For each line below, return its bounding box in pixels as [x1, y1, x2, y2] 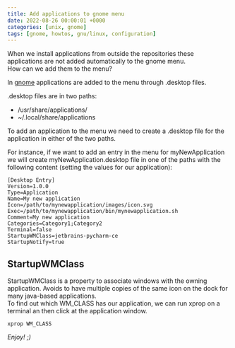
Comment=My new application [7, 214, 90, 221]
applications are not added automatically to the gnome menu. [7, 57, 186, 66]
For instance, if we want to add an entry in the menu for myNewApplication [7, 148, 225, 156]
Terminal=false [7, 226, 52, 233]
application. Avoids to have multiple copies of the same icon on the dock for [7, 284, 228, 293]
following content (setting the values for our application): [7, 163, 173, 172]
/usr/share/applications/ [17, 105, 88, 114]
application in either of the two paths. [7, 134, 116, 143]
